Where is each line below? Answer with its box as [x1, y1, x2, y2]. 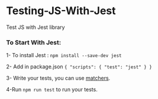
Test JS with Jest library [6, 24, 65, 31]
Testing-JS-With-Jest [6, 4, 116, 18]
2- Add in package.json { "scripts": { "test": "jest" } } [6, 63, 152, 70]
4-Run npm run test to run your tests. [6, 86, 98, 93]
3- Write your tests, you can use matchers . [6, 75, 111, 82]
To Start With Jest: [6, 38, 62, 47]
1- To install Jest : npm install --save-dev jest [6, 52, 122, 59]
